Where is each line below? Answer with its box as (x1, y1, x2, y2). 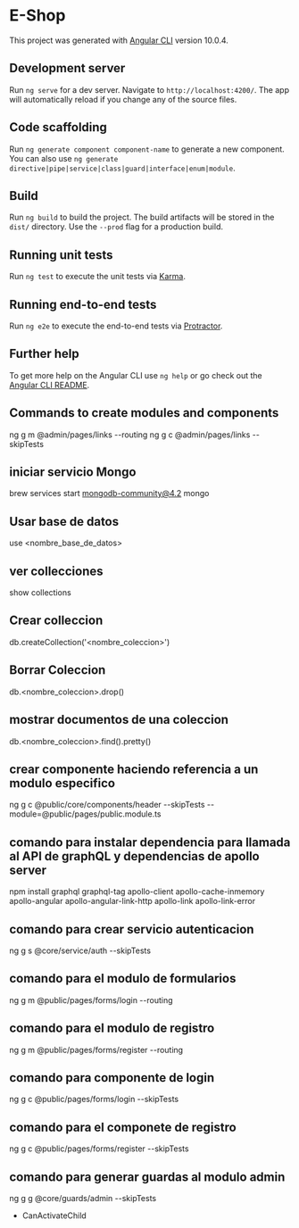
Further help (9, 346, 80, 361)
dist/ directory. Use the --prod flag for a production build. (9, 221, 223, 232)
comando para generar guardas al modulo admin (9, 1169, 286, 1184)
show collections (9, 587, 71, 598)
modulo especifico (9, 776, 116, 791)
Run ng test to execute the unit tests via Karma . (9, 271, 186, 282)
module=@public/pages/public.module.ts (9, 809, 162, 819)
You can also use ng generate (9, 153, 119, 163)
